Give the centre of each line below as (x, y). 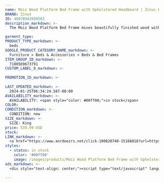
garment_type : (20, 37)
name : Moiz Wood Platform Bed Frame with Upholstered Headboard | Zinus (81, 10)
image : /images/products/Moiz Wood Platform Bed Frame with (76, 160)
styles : (13, 146)
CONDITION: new (25, 114)
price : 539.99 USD (24, 128)
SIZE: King (20, 123)
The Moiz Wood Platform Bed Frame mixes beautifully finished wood (80, 28)
